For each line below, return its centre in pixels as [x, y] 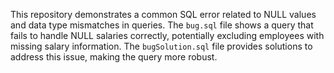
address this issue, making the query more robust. [114, 57]
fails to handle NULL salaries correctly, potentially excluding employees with [167, 35]
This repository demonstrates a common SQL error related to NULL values [163, 14]
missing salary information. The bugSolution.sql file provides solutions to [161, 46]
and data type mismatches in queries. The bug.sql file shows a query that [162, 25]
